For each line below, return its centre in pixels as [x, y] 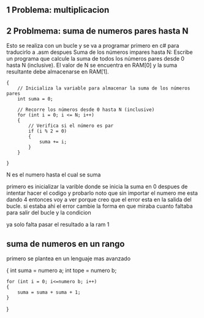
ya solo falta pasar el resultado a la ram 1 [58, 225]
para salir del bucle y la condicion [49, 213]
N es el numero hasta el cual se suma [54, 175]
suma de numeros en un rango [66, 244]
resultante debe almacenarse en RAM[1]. [58, 72]
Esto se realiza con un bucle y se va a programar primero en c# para [93, 46]
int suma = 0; [35, 99]
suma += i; [53, 142]
